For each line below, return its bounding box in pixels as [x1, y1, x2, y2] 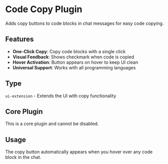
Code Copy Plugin [5, 4, 82, 15]
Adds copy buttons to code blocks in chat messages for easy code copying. [5, 20, 164, 26]
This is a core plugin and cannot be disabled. [5, 120, 99, 127]
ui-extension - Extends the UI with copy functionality [5, 93, 116, 99]
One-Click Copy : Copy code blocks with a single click [12, 48, 125, 54]
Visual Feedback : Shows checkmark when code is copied [12, 54, 135, 60]
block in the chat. [5, 154, 41, 160]
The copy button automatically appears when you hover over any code [5, 149, 153, 155]
